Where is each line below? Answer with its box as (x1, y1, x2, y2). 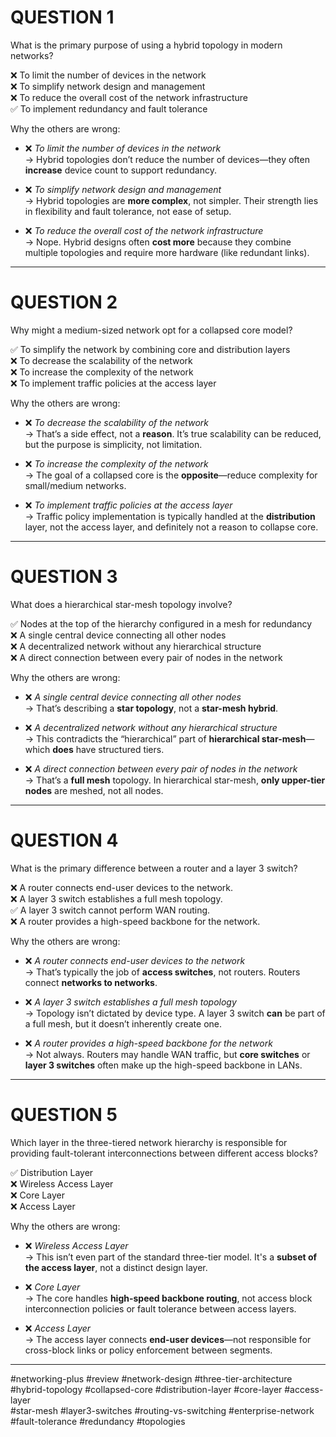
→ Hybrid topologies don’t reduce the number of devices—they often (24, 153, 310, 165)
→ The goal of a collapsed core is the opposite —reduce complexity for (24, 469, 318, 481)
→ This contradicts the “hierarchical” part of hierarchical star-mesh (24, 732, 307, 745)
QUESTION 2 (10, 291, 118, 314)
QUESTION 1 (10, 6, 115, 29)
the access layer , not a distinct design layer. (24, 1261, 208, 1273)
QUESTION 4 (10, 829, 119, 851)
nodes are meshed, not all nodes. (24, 784, 164, 796)
